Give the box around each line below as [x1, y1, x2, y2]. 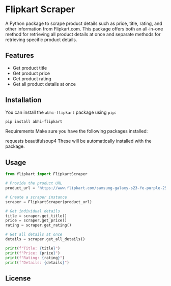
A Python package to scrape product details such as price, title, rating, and [5, 20, 162, 26]
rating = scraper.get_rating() [5, 223, 72, 228]
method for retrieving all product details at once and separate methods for [5, 31, 161, 37]
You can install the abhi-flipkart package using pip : [5, 109, 116, 115]
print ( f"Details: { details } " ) [5, 260, 70, 265]
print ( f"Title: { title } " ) [5, 245, 60, 251]
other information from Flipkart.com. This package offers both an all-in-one [5, 25, 163, 31]
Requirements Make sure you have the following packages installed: [5, 128, 148, 134]
